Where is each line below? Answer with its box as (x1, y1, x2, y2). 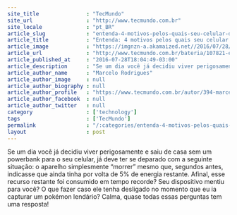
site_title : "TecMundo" (7, 10, 125, 18)
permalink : (7, 121, 90, 129)
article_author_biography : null (7, 82, 106, 90)
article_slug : (7, 30, 90, 37)
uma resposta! (7, 200, 49, 209)
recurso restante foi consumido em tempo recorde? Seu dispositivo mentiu (7, 178, 224, 186)
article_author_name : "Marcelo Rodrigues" (7, 69, 153, 76)
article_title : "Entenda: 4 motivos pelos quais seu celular (7, 37, 229, 44)
